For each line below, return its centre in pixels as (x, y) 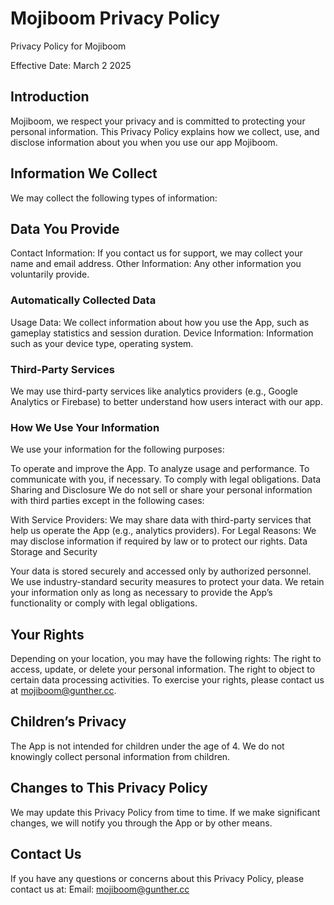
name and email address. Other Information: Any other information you (156, 264)
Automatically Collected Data (83, 300)
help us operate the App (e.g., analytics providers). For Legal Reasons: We (163, 531)
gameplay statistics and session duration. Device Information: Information (162, 333)
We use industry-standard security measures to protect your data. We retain (167, 582)
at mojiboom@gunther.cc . (63, 691)
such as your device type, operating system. (102, 343)
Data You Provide (65, 228)
